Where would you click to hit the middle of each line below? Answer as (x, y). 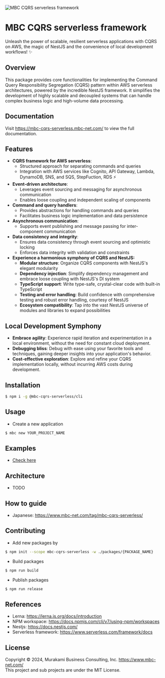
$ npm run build (22, 570)
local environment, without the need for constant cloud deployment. (81, 343)
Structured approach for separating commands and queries (80, 166)
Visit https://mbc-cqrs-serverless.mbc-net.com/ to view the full (70, 128)
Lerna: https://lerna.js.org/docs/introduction (57, 616)
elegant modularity (39, 268)
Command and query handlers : (45, 205)
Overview (21, 68)
